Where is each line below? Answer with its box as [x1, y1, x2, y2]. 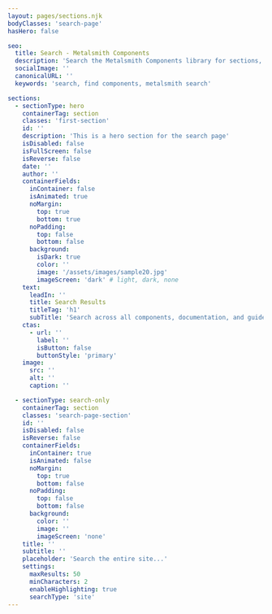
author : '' [22, 170, 59, 178]
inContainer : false [28, 185, 95, 194]
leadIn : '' [28, 290, 67, 299]
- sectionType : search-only [15, 396, 110, 404]
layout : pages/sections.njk [7, 11, 103, 20]
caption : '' [28, 381, 70, 390]
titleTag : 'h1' [28, 306, 81, 314]
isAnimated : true [28, 193, 89, 201]
